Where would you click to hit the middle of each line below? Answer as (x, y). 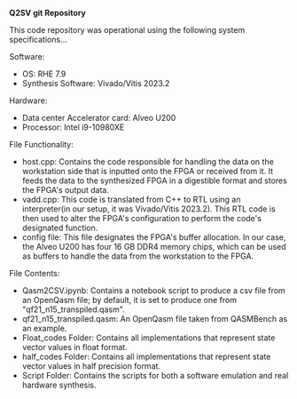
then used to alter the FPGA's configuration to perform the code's (141, 218)
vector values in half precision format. (91, 366)
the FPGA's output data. (65, 190)
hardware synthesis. (59, 385)
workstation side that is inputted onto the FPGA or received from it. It (147, 171)
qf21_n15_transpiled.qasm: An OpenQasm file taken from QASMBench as (155, 319)
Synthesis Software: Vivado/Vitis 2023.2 (96, 83)
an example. (44, 328)
